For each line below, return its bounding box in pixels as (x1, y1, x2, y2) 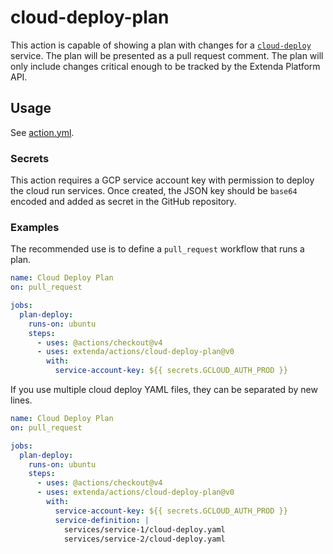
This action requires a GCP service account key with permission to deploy (10, 174, 315, 186)
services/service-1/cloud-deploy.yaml (63, 524, 226, 535)
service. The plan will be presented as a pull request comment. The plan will (10, 49, 324, 61)
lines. (10, 394, 33, 406)
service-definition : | (54, 515, 150, 525)
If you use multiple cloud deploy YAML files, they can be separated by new (10, 384, 318, 396)
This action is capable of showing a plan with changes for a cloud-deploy (10, 39, 312, 51)
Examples (10, 220, 60, 234)
